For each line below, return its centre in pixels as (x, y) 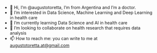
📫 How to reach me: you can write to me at (54, 38)
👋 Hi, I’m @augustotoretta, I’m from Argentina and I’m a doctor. (73, 7)
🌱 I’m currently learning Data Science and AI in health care (68, 23)
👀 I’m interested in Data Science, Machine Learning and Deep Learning (81, 13)
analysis (18, 33)
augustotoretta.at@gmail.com (40, 45)
